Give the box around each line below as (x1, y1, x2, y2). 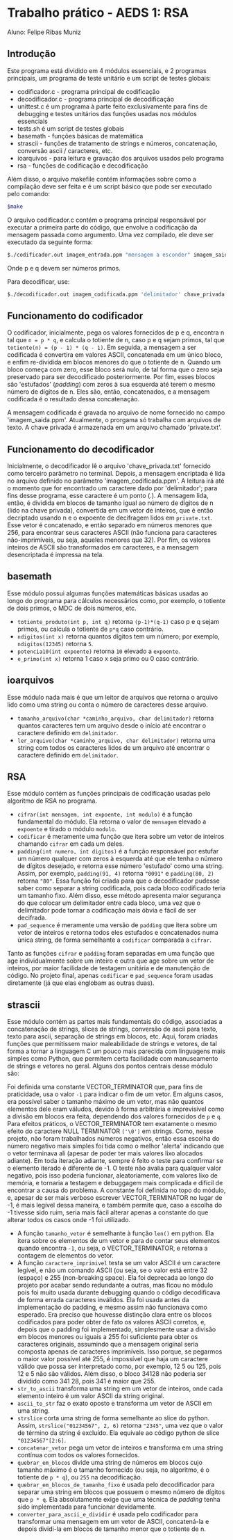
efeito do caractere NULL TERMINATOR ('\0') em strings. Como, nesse (7, 1127, 214, 1135)
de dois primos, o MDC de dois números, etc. (7, 604, 137, 612)
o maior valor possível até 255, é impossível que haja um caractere (17, 1355, 208, 1363)
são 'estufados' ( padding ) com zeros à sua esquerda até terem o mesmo (7, 380, 216, 389)
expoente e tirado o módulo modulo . (17, 825, 116, 833)
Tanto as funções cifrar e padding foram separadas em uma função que (7, 949, 215, 958)
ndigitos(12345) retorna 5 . (17, 639, 94, 648)
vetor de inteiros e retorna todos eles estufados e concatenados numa (17, 929, 218, 937)
